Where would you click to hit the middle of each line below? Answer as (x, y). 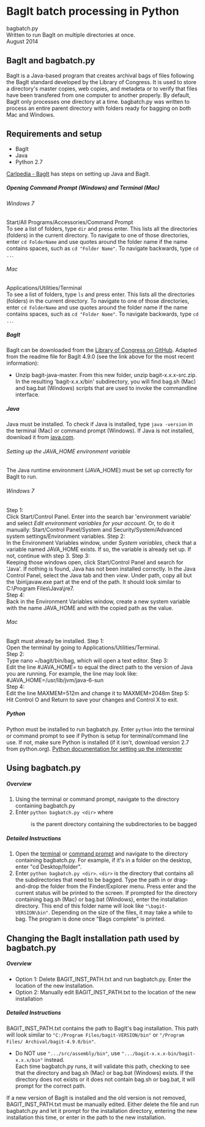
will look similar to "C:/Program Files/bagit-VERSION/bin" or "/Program (95, 1035)
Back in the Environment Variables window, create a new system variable (99, 601)
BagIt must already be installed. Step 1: (55, 641)
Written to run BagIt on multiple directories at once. (71, 34)
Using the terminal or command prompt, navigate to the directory (97, 799)
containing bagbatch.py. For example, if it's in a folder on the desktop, (103, 860)
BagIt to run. (22, 477)
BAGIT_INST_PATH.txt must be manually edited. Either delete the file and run (102, 1104)
